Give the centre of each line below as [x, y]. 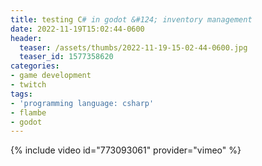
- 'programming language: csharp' [82, 103]
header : [26, 38]
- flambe [28, 112]
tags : [21, 94]
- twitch [28, 85]
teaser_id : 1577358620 [66, 57]
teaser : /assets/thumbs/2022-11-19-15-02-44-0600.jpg [133, 47]
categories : [35, 66]
